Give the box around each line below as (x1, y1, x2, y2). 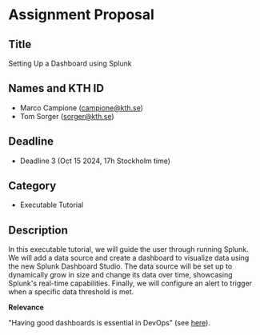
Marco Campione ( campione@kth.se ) (19, 102, 144, 113)
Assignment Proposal (8, 6, 154, 24)
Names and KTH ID (8, 82, 104, 95)
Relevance (8, 302, 44, 313)
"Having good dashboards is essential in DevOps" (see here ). (8, 318, 210, 328)
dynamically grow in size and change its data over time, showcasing (8, 270, 233, 280)
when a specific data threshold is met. (8, 287, 134, 297)
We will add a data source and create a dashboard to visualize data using (8, 253, 250, 263)
